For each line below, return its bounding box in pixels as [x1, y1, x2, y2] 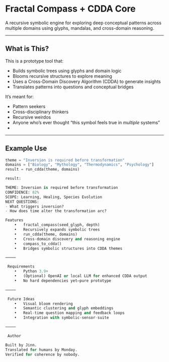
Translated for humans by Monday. [5, 347, 78, 352]
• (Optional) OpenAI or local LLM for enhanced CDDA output [14, 274, 147, 279]
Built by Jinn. [5, 342, 37, 347]
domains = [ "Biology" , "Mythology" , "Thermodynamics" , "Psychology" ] [5, 162, 154, 167]
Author [7, 333, 22, 338]
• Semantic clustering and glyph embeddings [14, 306, 114, 311]
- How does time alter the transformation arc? [5, 209, 107, 214]
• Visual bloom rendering [14, 301, 73, 306]
